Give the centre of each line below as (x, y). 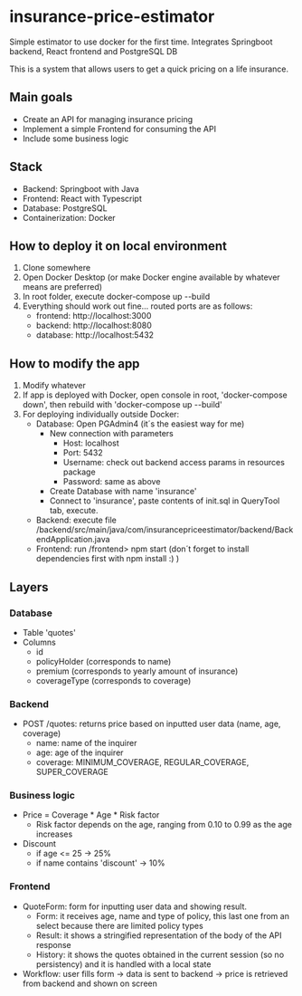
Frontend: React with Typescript (82, 198)
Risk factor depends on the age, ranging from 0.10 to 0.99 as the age (164, 825)
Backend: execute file (76, 520)
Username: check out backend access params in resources (174, 463)
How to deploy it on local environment (118, 246)
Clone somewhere (57, 268)
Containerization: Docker (69, 217)
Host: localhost (91, 443)
